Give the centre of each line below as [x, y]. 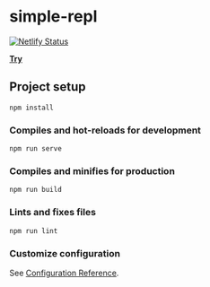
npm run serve [36, 149]
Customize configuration [65, 253]
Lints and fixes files [53, 213]
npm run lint [34, 230]
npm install [31, 108]
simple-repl [53, 17]
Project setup [48, 87]
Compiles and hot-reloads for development [105, 130]
